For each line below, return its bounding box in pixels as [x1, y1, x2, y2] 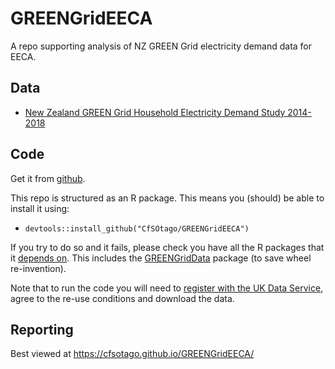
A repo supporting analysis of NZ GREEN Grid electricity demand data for [10, 40, 313, 52]
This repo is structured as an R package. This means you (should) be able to [10, 192, 325, 204]
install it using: [10, 202, 70, 214]
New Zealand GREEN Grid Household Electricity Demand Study [24, 106, 286, 118]
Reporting [10, 321, 74, 338]
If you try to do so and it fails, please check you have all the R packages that [10, 241, 325, 253]
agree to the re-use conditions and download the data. [10, 292, 235, 304]
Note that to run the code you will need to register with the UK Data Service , [10, 282, 324, 294]
